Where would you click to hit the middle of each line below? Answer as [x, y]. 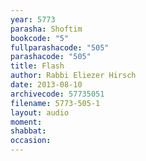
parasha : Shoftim [46, 29]
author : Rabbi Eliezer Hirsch [73, 76]
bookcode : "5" [40, 38]
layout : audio [40, 112]
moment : [26, 122]
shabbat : [28, 131]
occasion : [31, 141]
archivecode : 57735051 [57, 94]
